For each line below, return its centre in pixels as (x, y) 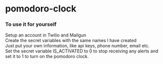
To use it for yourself (31, 24)
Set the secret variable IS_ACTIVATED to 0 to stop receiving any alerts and (82, 51)
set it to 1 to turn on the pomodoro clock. (47, 56)
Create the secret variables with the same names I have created (71, 40)
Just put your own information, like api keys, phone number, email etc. (77, 46)
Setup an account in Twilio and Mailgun (46, 35)
